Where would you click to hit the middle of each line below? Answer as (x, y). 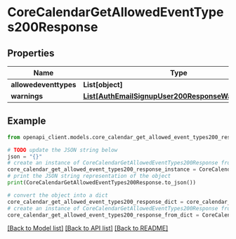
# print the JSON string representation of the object (89, 176)
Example (27, 121)
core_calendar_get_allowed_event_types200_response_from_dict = (103, 215)
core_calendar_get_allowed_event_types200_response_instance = (102, 169)
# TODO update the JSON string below (63, 150)
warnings (27, 96)
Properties (31, 53)
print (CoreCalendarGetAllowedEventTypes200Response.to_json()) (102, 183)
